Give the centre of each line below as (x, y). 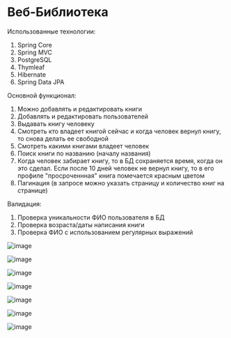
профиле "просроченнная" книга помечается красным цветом (111, 176)
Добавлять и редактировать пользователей (82, 116)
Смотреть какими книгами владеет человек (83, 146)
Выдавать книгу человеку (56, 123)
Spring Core (34, 45)
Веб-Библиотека (58, 12)
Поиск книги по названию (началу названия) (84, 153)
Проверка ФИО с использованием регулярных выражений (105, 232)
